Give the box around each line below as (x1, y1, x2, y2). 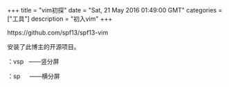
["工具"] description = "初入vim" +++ (7, 14, 113, 23)
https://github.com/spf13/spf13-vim (7, 28, 109, 37)
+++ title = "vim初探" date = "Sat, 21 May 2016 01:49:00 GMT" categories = (7, 6, 223, 14)
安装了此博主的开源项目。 (7, 43, 80, 50)
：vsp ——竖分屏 (7, 57, 59, 66)
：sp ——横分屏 (7, 72, 60, 80)
